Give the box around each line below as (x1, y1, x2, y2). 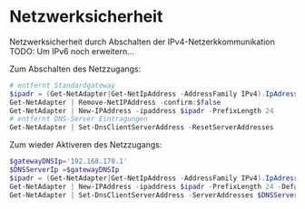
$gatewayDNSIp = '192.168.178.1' (9, 157, 128, 166)
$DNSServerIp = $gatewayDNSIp (9, 166, 120, 175)
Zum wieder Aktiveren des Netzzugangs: (9, 139, 162, 150)
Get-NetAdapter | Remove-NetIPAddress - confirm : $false (9, 98, 221, 107)
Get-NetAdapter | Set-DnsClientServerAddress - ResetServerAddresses (9, 123, 274, 132)
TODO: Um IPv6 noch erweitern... (9, 45, 134, 56)
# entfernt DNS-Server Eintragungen (9, 115, 148, 124)
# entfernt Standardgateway (9, 81, 116, 90)
